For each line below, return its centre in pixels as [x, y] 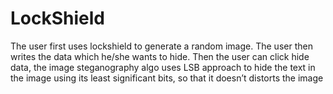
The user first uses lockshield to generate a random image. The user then [161, 46]
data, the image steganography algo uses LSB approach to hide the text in [163, 67]
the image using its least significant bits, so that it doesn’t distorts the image [167, 78]
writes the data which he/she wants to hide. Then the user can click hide [160, 56]
